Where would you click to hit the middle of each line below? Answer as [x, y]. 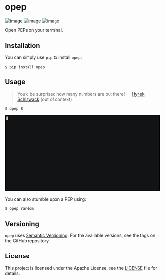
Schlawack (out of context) [44, 99]
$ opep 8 [14, 109]
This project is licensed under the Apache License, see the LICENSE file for [81, 268]
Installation [23, 46]
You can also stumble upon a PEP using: [46, 199]
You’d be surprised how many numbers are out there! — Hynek [81, 94]
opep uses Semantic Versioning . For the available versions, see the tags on [80, 235]
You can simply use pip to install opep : [43, 57]
